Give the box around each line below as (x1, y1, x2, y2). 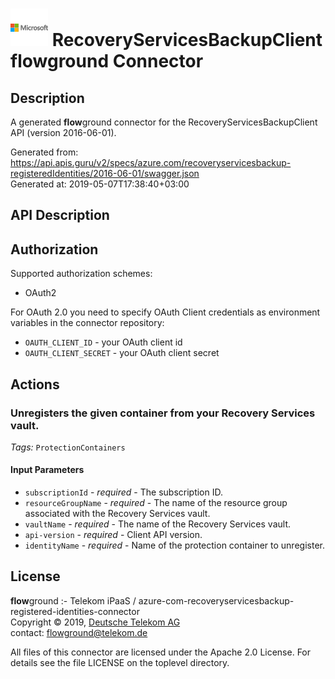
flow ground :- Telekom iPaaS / (10, 594, 137, 607)
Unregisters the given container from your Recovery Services (10, 406, 316, 420)
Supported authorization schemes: (10, 268, 153, 280)
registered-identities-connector (10, 605, 140, 617)
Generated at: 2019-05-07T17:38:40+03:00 (10, 178, 190, 190)
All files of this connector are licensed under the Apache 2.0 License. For (10, 646, 312, 658)
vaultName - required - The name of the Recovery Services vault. (24, 518, 291, 530)
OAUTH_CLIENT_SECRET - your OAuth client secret (24, 347, 220, 359)
